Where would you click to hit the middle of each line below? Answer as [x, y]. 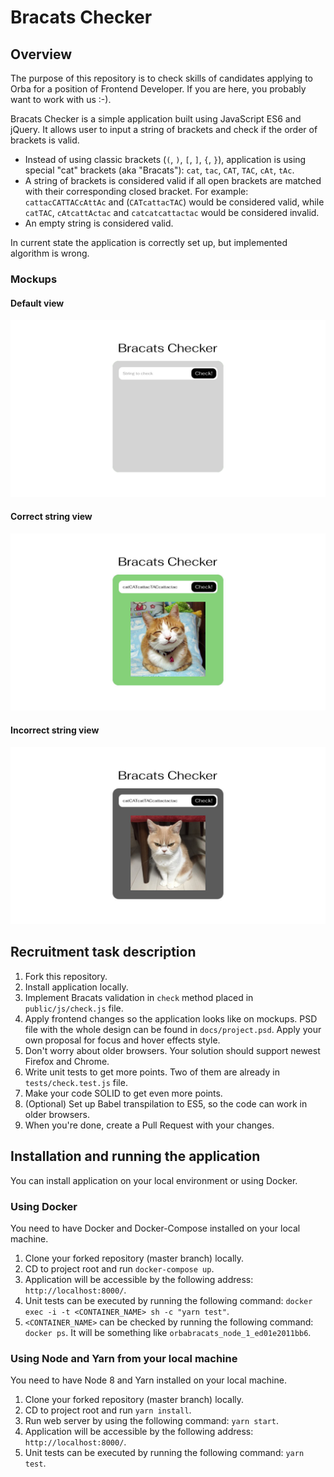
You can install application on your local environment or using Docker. [154, 1180]
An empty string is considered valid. [99, 223]
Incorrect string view [55, 730]
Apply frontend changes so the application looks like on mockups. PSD [171, 1018]
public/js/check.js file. [74, 1008]
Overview [41, 54]
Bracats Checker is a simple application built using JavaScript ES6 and [156, 119]
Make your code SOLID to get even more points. [123, 1093]
